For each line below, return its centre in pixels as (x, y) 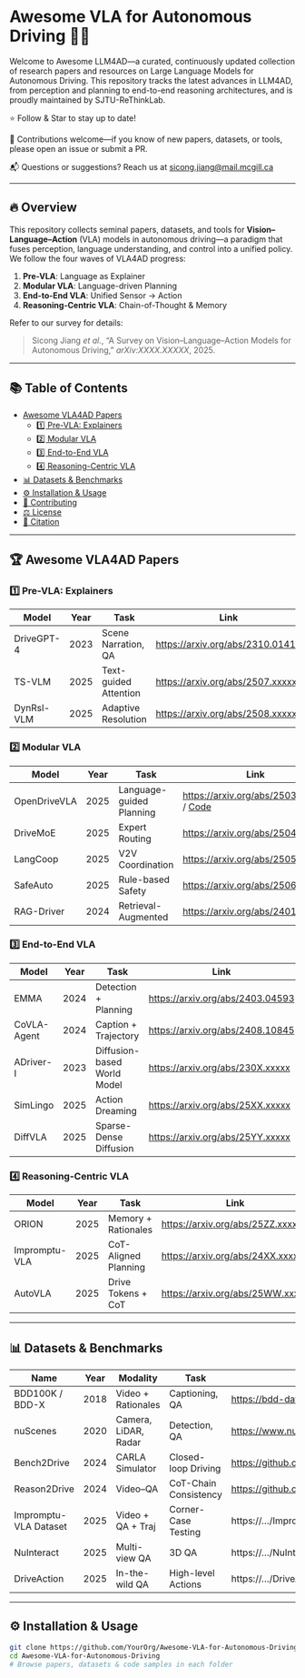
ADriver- (33, 1061)
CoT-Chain (193, 1482)
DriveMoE (35, 832)
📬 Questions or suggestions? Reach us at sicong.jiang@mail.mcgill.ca (142, 166)
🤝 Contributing (49, 502)
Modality (138, 1378)
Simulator (136, 1468)
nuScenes (35, 1431)
